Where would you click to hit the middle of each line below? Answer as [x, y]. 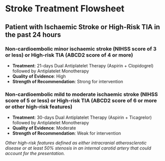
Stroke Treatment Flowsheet [65, 9]
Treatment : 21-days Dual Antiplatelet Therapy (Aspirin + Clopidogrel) [83, 65]
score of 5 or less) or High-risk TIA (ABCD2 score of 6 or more [81, 101]
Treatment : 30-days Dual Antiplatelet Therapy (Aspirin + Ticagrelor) [82, 117]
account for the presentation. [35, 154]
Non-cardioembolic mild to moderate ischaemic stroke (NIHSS [82, 94]
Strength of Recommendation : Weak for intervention [67, 133]
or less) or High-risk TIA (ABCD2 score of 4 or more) [69, 55]
